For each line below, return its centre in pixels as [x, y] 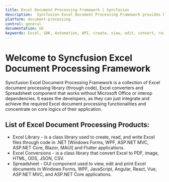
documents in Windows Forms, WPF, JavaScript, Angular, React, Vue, [84, 169]
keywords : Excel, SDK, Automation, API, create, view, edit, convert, [81, 33]
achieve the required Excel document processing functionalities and [76, 104]
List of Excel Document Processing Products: [77, 125]
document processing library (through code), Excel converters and [74, 88]
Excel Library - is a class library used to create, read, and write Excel [83, 137]
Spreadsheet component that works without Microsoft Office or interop [79, 93]
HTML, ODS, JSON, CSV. [38, 158]
